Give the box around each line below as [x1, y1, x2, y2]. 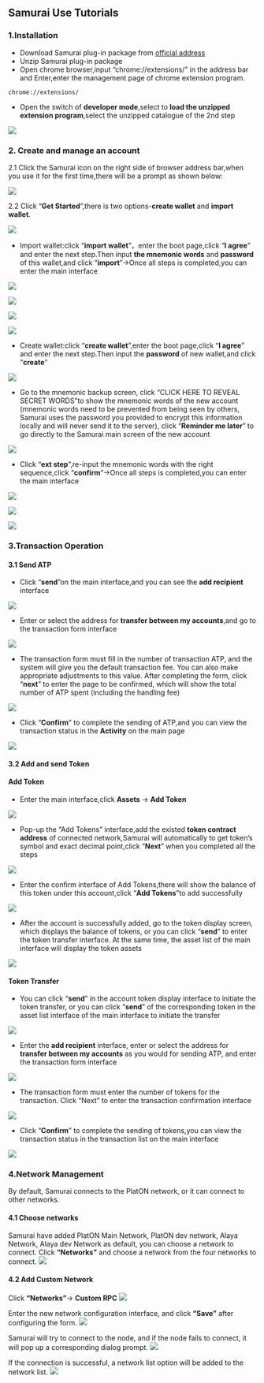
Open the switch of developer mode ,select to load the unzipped [19, 102, 231, 111]
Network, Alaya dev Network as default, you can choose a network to [8, 1239, 234, 1248]
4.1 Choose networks [8, 1213, 79, 1222]
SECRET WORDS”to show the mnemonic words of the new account [19, 396, 239, 405]
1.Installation [8, 30, 59, 41]
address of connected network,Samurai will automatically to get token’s [19, 833, 254, 842]
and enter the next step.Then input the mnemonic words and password [19, 249, 255, 259]
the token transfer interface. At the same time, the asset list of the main [19, 934, 251, 945]
